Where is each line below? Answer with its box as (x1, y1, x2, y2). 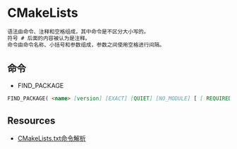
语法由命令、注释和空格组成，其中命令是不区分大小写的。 (7, 28, 150, 35)
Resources (7, 115, 56, 127)
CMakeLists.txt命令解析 (17, 134, 86, 143)
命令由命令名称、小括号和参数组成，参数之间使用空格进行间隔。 (7, 41, 165, 48)
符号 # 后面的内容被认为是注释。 (7, 34, 90, 41)
